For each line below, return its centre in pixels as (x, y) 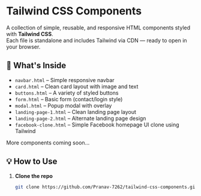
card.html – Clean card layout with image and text (76, 86)
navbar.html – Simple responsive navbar (65, 80)
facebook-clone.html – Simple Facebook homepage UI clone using (97, 125)
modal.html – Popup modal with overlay (63, 105)
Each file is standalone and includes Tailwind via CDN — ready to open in (97, 40)
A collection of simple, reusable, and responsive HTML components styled (98, 28)
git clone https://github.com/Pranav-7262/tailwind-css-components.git (106, 187)
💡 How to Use (32, 162)
